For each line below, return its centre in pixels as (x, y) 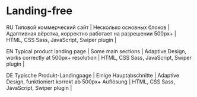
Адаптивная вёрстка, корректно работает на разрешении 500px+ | (91, 33)
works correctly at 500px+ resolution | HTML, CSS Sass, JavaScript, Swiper (99, 57)
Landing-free (39, 11)
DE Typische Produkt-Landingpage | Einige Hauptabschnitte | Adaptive (93, 75)
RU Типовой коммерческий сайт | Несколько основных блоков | (88, 27)
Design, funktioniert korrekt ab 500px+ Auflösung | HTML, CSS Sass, (90, 82)
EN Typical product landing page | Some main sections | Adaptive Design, (96, 51)
